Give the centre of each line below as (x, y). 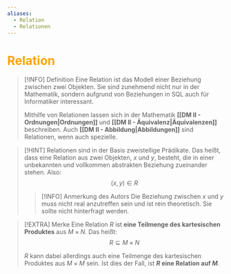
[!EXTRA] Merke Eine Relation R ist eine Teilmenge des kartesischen (122, 224)
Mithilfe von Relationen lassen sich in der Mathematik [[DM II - (112, 115)
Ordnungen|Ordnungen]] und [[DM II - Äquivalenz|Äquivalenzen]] (120, 122)
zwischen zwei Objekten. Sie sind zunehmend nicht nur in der (112, 87)
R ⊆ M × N (124, 243)
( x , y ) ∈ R (124, 183)
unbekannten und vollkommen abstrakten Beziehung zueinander (116, 165)
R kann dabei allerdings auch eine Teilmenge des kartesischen (113, 256)
